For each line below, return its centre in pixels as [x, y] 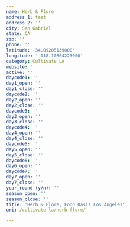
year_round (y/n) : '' [33, 188]
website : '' [21, 67]
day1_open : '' [24, 84]
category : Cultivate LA [35, 61]
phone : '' [18, 45]
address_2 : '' [24, 23]
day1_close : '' [25, 89]
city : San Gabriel [29, 28]
